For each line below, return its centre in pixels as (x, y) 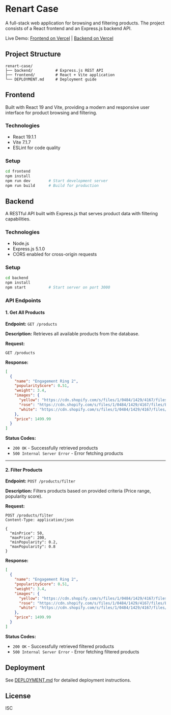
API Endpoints (23, 300)
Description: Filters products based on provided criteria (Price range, (78, 491)
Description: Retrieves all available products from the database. (73, 333)
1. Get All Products (25, 312)
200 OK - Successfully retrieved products (55, 448)
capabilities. (18, 219)
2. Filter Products (24, 470)
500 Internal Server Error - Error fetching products (68, 453)
